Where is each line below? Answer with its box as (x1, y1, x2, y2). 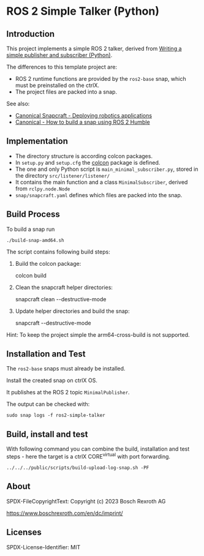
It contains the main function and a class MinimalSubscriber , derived (15, 178, 188, 186)
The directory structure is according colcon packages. (15, 152, 153, 160)
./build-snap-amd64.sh (6, 237, 64, 243)
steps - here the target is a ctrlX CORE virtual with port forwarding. (6, 452, 170, 460)
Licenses (6, 527, 42, 538)
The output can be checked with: (6, 400, 90, 408)
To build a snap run (6, 225, 55, 233)
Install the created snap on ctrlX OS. (6, 377, 98, 384)
